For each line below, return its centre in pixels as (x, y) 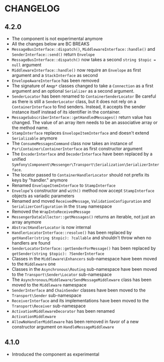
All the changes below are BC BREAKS (51, 44)
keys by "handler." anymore (40, 180)
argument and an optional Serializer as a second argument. (73, 91)
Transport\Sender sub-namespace (46, 295)
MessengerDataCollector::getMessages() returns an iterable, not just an (83, 217)
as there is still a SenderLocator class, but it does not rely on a (74, 101)
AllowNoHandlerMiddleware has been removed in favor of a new (75, 322)
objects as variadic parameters (43, 196)
